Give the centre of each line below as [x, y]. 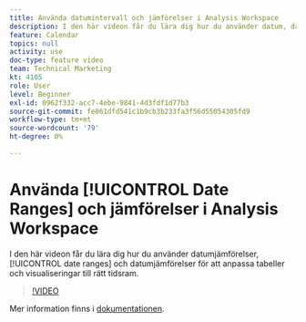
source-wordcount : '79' [55, 129]
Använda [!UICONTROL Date [119, 190]
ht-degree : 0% [36, 137]
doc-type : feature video [56, 60]
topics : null [34, 43]
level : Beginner [40, 94]
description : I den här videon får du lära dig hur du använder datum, [148, 26]
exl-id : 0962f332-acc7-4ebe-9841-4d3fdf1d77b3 [99, 103]
